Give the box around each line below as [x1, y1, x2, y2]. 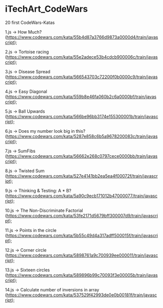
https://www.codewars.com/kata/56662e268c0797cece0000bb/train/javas [6, 153, 158, 159]
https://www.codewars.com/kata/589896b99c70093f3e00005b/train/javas [6, 272, 158, 278]
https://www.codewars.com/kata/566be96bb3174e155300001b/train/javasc [6, 113, 158, 119]
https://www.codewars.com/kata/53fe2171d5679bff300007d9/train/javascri [6, 212, 158, 218]
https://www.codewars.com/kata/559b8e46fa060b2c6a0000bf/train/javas [6, 94, 157, 100]
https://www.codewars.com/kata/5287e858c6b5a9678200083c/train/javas [6, 133, 158, 139]
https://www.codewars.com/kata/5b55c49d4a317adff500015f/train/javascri [6, 232, 158, 238]
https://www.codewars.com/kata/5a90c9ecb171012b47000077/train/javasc [6, 193, 158, 199]
